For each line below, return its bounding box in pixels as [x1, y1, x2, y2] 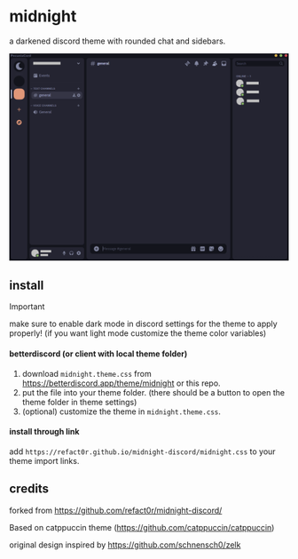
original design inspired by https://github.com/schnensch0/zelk [9, 539, 241, 550]
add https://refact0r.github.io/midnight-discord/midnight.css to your [9, 446, 277, 457]
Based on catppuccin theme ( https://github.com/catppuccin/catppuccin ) [9, 522, 275, 532]
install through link [9, 427, 80, 437]
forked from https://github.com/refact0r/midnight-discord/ [9, 505, 223, 515]
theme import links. [9, 455, 80, 466]
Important [9, 301, 45, 312]
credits [9, 482, 50, 497]
